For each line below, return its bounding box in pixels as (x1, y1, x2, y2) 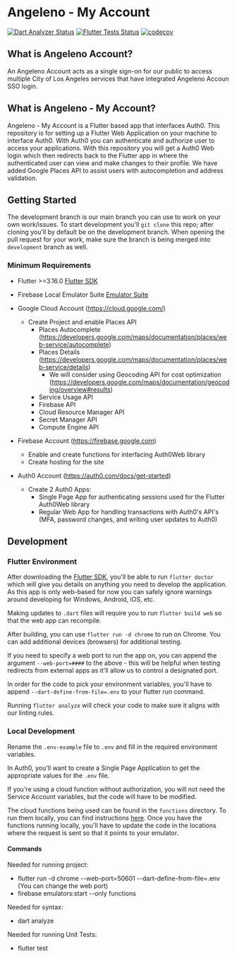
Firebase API (38, 400, 76, 408)
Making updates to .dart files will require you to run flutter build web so (7, 609, 222, 617)
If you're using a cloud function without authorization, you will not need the (7, 785, 226, 793)
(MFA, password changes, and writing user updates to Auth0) (38, 515, 218, 524)
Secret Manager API (38, 415, 97, 424)
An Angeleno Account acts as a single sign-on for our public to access (7, 66, 213, 75)
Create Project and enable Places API (28, 317, 138, 326)
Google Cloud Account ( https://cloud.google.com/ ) (17, 304, 166, 312)
